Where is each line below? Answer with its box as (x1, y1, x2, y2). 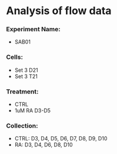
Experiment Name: (6, 25, 61, 34)
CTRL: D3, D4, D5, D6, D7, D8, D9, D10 (14, 135, 108, 142)
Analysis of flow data (6, 4, 112, 18)
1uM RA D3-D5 (14, 107, 51, 114)
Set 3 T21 (14, 72, 38, 80)
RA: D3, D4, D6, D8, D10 (14, 141, 73, 148)
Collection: (6, 122, 38, 130)
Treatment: (6, 87, 39, 95)
